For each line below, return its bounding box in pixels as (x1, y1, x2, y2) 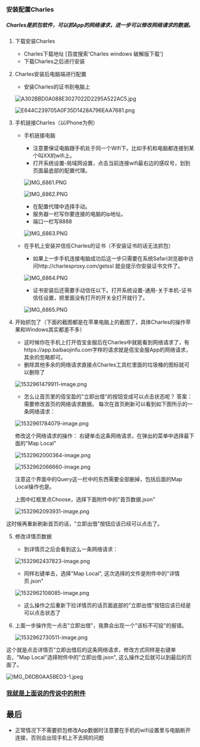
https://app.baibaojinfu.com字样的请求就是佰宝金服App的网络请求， (23, 346, 192, 353)
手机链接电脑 (23, 132, 56, 139)
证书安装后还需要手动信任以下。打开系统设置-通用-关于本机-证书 (32, 286, 192, 294)
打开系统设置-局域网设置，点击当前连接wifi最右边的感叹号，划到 (32, 159, 191, 166)
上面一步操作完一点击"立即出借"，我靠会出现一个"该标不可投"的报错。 (14, 621, 187, 629)
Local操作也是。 (14, 483, 55, 490)
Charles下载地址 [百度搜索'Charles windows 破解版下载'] (23, 50, 164, 57)
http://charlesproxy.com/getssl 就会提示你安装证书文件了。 (38, 262, 183, 269)
